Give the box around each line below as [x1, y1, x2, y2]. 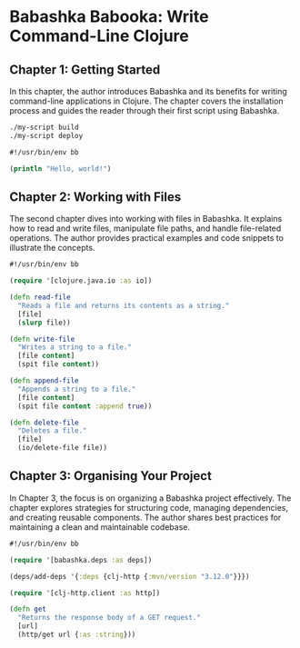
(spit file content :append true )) [17, 402, 153, 411]
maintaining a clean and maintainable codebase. [9, 521, 191, 533]
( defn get [9, 604, 47, 614]
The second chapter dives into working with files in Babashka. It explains [9, 214, 283, 224]
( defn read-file [9, 293, 71, 302]
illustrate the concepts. [9, 243, 95, 254]
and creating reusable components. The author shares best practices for [9, 512, 282, 523]
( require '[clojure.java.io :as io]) [9, 276, 153, 285]
